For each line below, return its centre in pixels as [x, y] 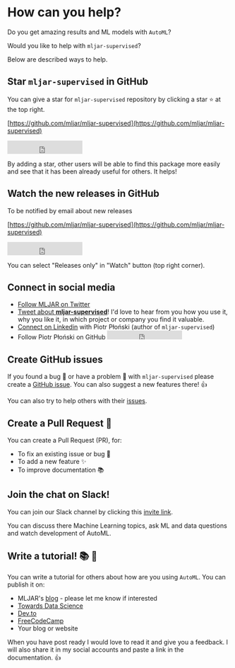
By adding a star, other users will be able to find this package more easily [114, 164]
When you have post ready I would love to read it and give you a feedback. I [117, 642]
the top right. [26, 109]
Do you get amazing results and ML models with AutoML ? [89, 32]
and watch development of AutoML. [59, 533]
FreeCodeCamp [41, 621]
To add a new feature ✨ [52, 462]
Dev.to [27, 613]
